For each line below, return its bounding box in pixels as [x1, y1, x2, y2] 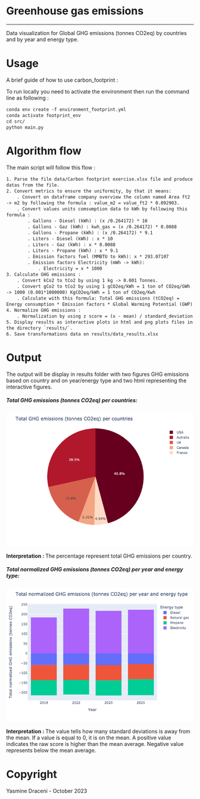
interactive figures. [6, 383, 52, 390]
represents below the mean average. [6, 747, 96, 754]
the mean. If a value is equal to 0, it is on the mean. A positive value [6, 734, 171, 741]
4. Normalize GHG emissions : [6, 307, 82, 313]
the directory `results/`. [6, 325, 73, 331]
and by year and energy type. [6, 36, 79, 43]
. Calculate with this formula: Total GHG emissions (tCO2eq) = [17, 295, 180, 301]
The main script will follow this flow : [6, 164, 96, 171]
